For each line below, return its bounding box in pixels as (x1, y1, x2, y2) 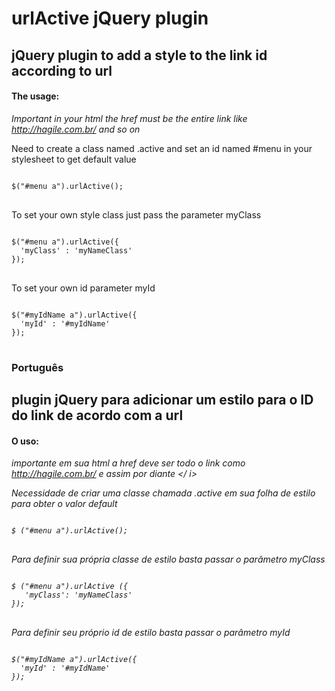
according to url (11, 62, 113, 79)
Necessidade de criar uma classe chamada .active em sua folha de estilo (11, 487, 316, 499)
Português (11, 360, 64, 374)
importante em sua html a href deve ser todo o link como (11, 457, 246, 469)
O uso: (11, 435, 39, 447)
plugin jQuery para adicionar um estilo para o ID (11, 392, 314, 409)
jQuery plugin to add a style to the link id (11, 47, 268, 64)
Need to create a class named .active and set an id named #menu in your (11, 142, 313, 154)
